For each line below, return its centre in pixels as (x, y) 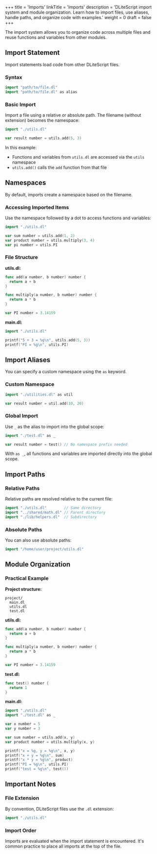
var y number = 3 (23, 729)
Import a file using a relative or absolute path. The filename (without (73, 115)
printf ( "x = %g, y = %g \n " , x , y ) (40, 751)
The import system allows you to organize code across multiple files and (78, 32)
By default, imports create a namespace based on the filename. (69, 194)
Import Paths (25, 474)
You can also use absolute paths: (38, 540)
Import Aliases (28, 360)
